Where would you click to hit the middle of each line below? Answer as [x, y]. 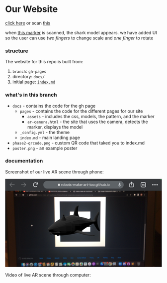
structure [17, 51]
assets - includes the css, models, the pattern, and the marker [91, 116]
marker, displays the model [55, 127]
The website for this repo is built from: [44, 62]
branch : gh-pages [29, 71]
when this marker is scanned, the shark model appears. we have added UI [81, 32]
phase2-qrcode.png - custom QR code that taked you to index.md [79, 142]
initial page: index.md [34, 82]
